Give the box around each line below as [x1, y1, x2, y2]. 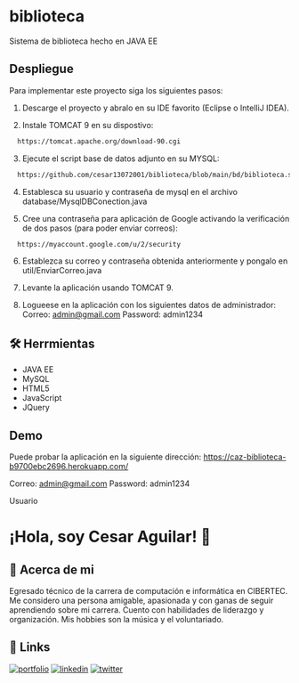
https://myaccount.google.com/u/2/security [17, 240, 181, 248]
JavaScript [21, 393, 62, 403]
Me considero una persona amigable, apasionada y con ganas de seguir [9, 595, 274, 606]
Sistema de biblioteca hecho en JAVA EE [9, 36, 158, 46]
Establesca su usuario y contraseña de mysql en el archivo [21, 186, 238, 197]
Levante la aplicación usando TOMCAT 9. [21, 282, 174, 293]
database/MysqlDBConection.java [21, 196, 148, 207]
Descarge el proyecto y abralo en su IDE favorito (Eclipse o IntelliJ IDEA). [21, 102, 289, 113]
